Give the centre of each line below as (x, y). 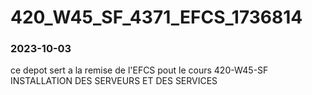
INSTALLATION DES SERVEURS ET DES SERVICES (114, 81)
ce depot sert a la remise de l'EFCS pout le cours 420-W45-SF (139, 70)
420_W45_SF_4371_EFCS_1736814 (156, 17)
